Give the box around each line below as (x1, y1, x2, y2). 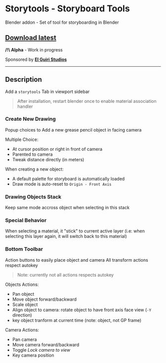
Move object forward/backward (12, 296, 77, 302)
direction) (12, 312, 32, 318)
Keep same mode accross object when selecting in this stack (5, 205, 130, 211)
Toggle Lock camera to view (12, 347, 71, 353)
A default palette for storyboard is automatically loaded (12, 176, 125, 181)
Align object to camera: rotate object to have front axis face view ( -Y (12, 307, 152, 313)
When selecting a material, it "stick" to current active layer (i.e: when (5, 228, 145, 234)
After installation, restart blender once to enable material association (17, 98, 157, 104)
